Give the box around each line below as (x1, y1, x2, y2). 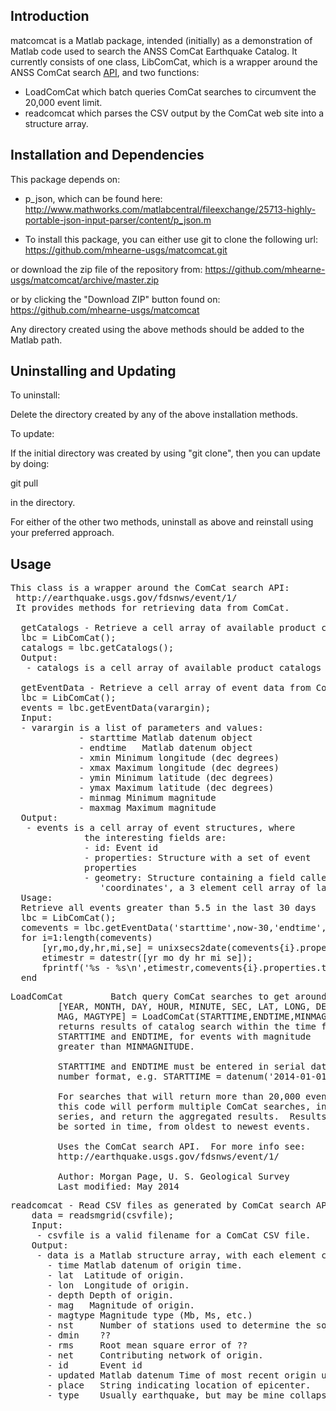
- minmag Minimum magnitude (78, 792, 217, 804)
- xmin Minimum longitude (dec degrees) (78, 752, 280, 764)
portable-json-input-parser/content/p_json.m (24, 214, 212, 226)
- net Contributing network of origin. (47, 1350, 264, 1361)
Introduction (10, 8, 90, 25)
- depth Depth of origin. (47, 1290, 175, 1301)
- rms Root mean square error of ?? (47, 1340, 248, 1351)
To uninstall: (10, 389, 61, 401)
